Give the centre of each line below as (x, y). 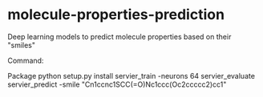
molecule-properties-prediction (116, 15)
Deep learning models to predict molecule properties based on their (119, 37)
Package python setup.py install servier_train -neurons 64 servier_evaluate (131, 76)
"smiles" (22, 45)
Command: (26, 60)
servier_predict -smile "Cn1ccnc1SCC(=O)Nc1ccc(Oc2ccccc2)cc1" (117, 84)
